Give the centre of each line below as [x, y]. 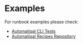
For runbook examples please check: [41, 22]
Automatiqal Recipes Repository [43, 36]
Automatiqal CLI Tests [33, 31]
